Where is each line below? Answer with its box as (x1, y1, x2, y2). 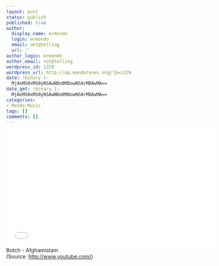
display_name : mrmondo (11, 31, 68, 37)
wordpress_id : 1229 (6, 64, 55, 70)
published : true (6, 20, 46, 26)
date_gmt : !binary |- (6, 86, 60, 92)
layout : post (6, 8, 39, 15)
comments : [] (6, 113, 39, 119)
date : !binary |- (6, 75, 49, 81)
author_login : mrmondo (6, 53, 62, 59)
